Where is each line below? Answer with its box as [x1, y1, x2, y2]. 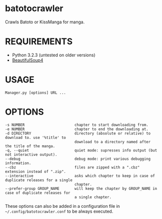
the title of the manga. [5, 144, 55, 149]
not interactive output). [5, 152, 57, 157]
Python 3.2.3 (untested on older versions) [12, 52, 96, 58]
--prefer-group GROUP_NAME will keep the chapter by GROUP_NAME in [5, 186, 158, 191]
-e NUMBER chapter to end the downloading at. [5, 127, 149, 132]
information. [5, 161, 32, 166]
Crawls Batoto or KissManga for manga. [5, 19, 85, 25]
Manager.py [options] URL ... [5, 90, 66, 95]
